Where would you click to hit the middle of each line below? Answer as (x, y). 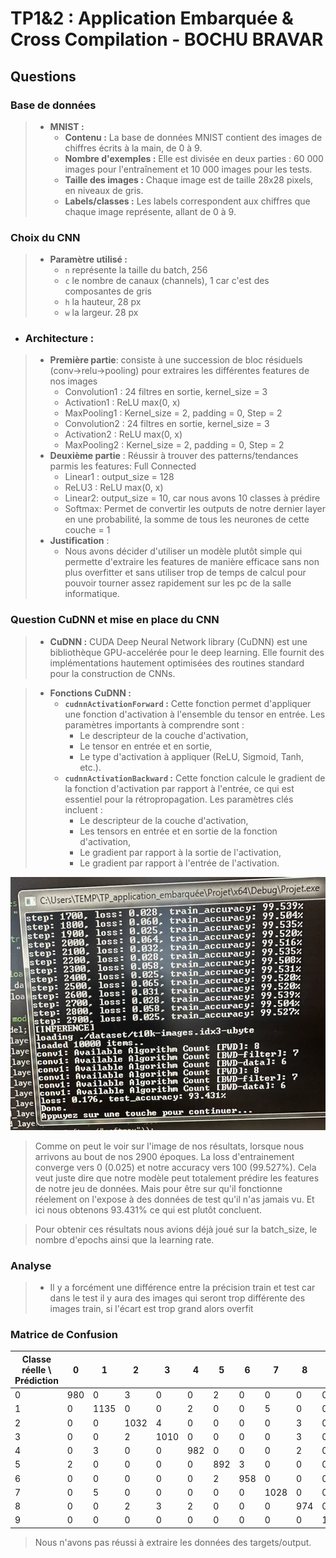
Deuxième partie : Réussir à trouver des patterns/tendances (174, 456)
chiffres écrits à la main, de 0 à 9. (133, 148)
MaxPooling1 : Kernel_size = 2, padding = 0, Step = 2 (173, 413)
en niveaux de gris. (104, 190)
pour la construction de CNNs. (112, 673)
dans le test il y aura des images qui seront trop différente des (177, 1298)
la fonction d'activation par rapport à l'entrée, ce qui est (179, 788)
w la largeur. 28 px (101, 313)
